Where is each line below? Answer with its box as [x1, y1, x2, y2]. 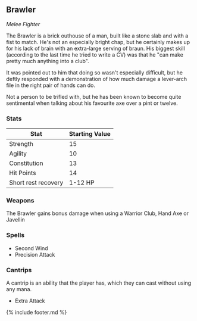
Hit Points [9, 169, 36, 177]
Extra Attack [14, 297, 45, 304]
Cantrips [6, 266, 32, 274]
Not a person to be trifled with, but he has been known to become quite [6, 93, 182, 100]
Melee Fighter [6, 20, 40, 27]
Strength [9, 140, 34, 148]
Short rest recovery [9, 179, 64, 187]
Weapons [6, 197, 35, 205]
